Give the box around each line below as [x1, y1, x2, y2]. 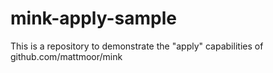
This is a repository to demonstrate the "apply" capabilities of [10, 40, 264, 52]
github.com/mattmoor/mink [10, 50, 123, 62]
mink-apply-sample [10, 7, 177, 30]
